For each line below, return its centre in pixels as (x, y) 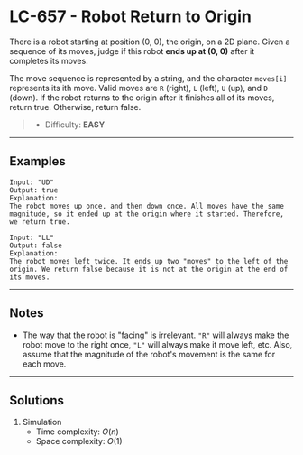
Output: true (34, 190)
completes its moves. (49, 60)
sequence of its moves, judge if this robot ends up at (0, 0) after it (132, 51)
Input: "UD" (32, 182)
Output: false (36, 246)
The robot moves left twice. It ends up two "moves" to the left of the (149, 261)
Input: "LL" (32, 237)
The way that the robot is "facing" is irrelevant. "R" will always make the (156, 335)
